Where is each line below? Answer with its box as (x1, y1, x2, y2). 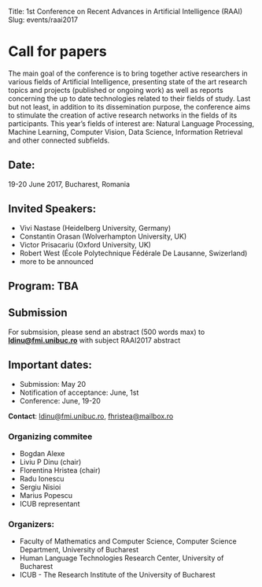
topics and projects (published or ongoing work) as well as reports (8, 85, 223, 95)
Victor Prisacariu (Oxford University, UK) (19, 240, 152, 249)
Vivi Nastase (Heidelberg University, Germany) (19, 223, 172, 232)
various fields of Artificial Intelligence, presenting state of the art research (8, 76, 248, 86)
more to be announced (19, 256, 94, 266)
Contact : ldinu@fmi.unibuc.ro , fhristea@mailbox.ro (8, 411, 174, 421)
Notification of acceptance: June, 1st (19, 388, 139, 397)
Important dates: (8, 359, 93, 372)
